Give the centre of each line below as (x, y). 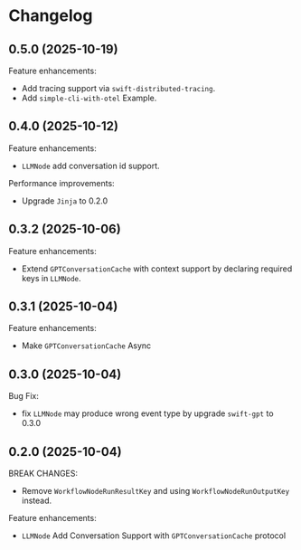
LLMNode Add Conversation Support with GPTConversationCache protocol (154, 536)
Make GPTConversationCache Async (86, 346)
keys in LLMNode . (52, 278)
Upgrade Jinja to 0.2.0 (65, 201)
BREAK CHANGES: (43, 474)
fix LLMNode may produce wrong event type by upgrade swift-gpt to (147, 413)
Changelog (51, 16)
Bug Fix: (24, 396)
